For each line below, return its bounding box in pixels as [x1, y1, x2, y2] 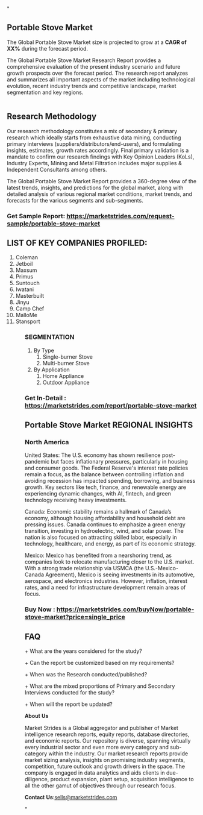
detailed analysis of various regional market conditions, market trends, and [7, 190, 192, 198]
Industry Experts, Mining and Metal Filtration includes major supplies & [7, 159, 183, 166]
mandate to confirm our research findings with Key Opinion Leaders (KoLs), [7, 153, 195, 160]
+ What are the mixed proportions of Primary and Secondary [24, 682, 175, 690]
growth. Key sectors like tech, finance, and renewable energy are [24, 483, 186, 491]
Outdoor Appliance [42, 379, 90, 386]
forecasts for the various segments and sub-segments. [7, 197, 143, 204]
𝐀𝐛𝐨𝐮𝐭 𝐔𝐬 [24, 713, 49, 719]
